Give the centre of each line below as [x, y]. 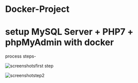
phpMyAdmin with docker [60, 42]
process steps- [21, 56]
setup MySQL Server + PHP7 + [69, 32]
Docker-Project [37, 9]
